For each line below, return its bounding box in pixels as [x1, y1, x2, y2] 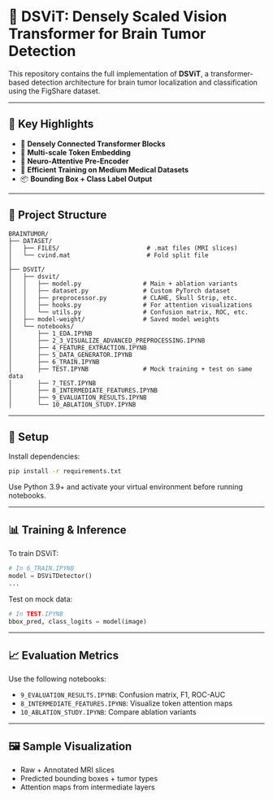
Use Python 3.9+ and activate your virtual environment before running [8, 482, 244, 492]
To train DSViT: [8, 549, 59, 559]
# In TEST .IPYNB [8, 610, 63, 618]
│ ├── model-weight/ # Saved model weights [8, 315, 220, 324]
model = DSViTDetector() [8, 572, 93, 580]
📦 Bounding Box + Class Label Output [19, 174, 153, 184]
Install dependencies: [8, 451, 80, 462]
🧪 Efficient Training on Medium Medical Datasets [19, 164, 189, 174]
